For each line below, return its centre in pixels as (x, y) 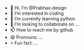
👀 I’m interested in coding (37, 13)
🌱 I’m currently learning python (43, 19)
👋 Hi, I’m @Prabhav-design (38, 8)
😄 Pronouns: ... (26, 37)
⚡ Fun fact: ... (24, 43)
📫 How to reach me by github (42, 30)
